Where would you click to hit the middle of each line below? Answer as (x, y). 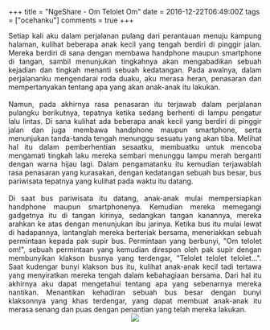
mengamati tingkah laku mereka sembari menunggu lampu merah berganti (135, 155)
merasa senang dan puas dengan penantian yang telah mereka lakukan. (127, 309)
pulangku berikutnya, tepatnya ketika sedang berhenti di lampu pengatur (135, 113)
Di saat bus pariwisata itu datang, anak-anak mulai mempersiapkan (135, 198)
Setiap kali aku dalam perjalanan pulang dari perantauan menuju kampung (135, 36)
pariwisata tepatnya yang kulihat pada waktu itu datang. (101, 181)
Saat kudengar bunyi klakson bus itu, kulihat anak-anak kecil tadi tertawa (135, 266)
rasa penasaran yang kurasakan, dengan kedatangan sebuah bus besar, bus (135, 173)
